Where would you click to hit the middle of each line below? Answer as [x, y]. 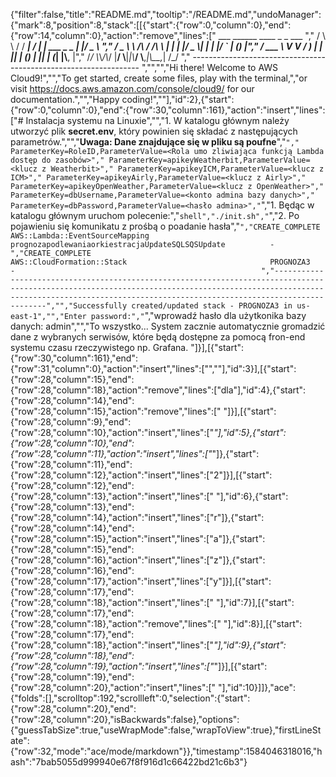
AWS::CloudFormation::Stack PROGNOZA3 [160, 262]
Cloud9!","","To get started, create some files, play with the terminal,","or [159, 78]
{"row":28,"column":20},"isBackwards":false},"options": [125, 719]
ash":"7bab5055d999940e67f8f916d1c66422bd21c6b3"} [129, 762]
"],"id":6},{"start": [252, 496]
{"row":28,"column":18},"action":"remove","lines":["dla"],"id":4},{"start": [158, 390]
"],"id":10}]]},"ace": [257, 687]
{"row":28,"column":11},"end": [71, 464]
